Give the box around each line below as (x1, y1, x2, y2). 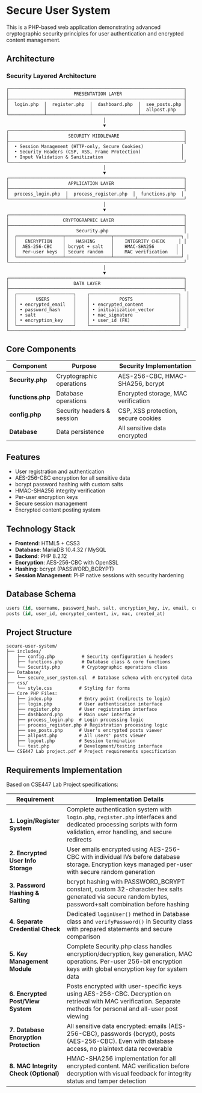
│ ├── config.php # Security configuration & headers (6, 654, 173, 660)
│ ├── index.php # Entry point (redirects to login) (6, 696, 171, 702)
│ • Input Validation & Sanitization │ (6, 154, 185, 160)
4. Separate (9, 917, 43, 926)
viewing (66, 1012, 89, 1021)
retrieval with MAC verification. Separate (66, 997, 181, 1006)
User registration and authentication (14, 468, 105, 475)
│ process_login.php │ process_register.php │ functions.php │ (6, 191, 185, 197)
